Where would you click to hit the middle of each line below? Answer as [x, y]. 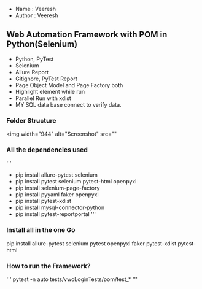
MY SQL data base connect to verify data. [68, 104]
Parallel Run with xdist [43, 98]
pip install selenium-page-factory [57, 188]
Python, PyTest [34, 59]
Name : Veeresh [36, 9]
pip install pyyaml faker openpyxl [57, 195]
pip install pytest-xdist [43, 201]
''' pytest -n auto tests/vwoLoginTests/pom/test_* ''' [72, 279]
